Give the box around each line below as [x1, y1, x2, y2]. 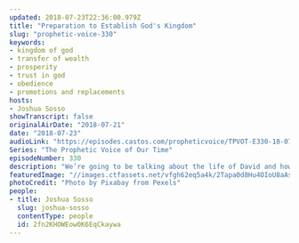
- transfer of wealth [9, 54, 90, 63]
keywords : [9, 37, 46, 47]
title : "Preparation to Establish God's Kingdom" [9, 21, 198, 30]
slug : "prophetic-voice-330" [9, 29, 117, 38]
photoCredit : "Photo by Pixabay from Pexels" [9, 179, 181, 188]
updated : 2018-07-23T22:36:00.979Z [9, 12, 141, 22]
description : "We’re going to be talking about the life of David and [9, 162, 277, 171]
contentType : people [17, 211, 93, 221]
